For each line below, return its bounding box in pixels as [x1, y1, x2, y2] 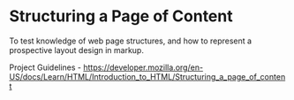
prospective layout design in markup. [9, 44, 144, 55]
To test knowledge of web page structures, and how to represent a [9, 35, 253, 46]
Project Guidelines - [9, 62, 82, 73]
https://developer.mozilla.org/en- [83, 62, 204, 73]
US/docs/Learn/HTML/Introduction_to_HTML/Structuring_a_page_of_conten [9, 71, 286, 81]
